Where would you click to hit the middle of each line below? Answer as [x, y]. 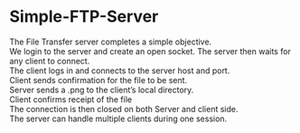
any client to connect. [50, 61]
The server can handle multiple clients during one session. [118, 119]
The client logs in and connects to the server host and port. [120, 71]
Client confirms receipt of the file [71, 99]
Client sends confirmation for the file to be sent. [98, 80]
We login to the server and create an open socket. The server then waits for [150, 51]
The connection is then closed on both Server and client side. [124, 109]
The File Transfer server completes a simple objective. [111, 42]
